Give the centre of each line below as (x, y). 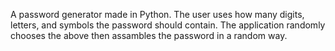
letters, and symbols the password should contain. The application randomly (168, 25)
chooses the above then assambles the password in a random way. (149, 35)
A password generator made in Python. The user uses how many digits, (157, 14)
